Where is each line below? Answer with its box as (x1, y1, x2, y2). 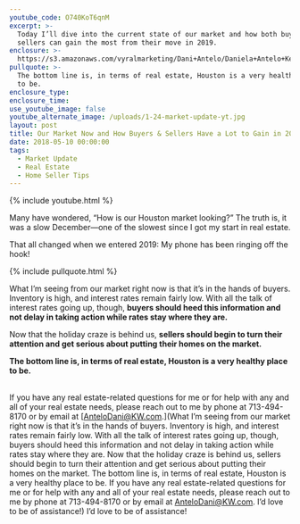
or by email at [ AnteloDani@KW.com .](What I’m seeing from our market (28, 412, 291, 422)
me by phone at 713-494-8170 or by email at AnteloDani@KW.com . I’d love (9, 496, 284, 507)
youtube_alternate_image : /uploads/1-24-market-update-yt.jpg (9, 112, 246, 121)
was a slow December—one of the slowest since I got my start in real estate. (9, 222, 291, 233)
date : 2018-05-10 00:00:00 (9, 137, 110, 146)
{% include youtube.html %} (9, 195, 113, 206)
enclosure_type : (9, 87, 70, 96)
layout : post (9, 121, 58, 130)
